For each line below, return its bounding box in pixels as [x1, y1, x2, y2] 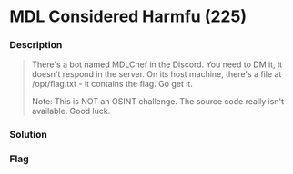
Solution [9, 129, 48, 141]
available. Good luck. [31, 106, 111, 117]
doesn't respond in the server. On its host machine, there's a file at [31, 69, 282, 80]
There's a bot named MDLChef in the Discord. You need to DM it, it [31, 59, 283, 70]
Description [9, 39, 63, 52]
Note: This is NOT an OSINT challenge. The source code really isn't [31, 96, 285, 107]
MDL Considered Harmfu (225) [9, 6, 248, 27]
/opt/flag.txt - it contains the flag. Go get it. [31, 79, 193, 90]
